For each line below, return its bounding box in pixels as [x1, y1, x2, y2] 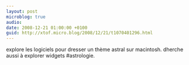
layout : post [6, 8, 38, 15]
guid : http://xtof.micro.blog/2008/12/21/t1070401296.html [6, 30, 153, 36]
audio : [6, 19, 22, 25]
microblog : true [6, 14, 46, 20]
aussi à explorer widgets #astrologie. [6, 52, 95, 59]
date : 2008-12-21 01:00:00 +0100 [6, 24, 88, 31]
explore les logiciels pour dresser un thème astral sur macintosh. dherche [6, 46, 184, 53]
